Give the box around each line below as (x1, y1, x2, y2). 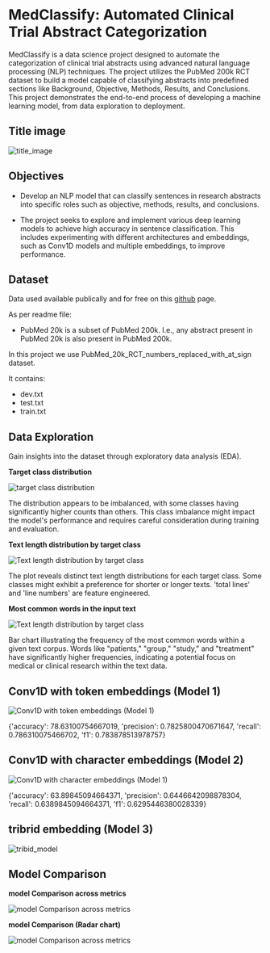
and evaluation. (8, 524, 60, 534)
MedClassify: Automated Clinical (8, 6, 235, 24)
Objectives (8, 170, 64, 183)
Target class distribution (8, 467, 93, 477)
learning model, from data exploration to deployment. (8, 101, 185, 111)
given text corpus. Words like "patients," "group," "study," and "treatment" (8, 644, 255, 653)
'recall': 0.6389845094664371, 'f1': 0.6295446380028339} (8, 799, 207, 808)
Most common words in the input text (8, 604, 136, 614)
